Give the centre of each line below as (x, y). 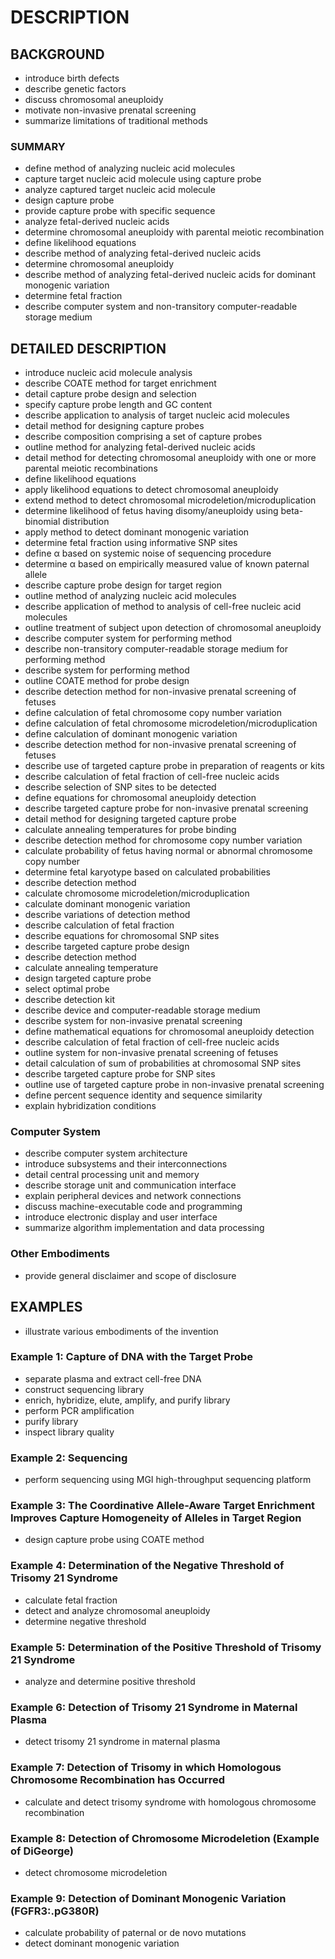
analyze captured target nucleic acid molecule (120, 190)
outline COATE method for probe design (107, 681)
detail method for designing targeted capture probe (130, 819)
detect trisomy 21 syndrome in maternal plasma (122, 1742)
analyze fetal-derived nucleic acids (97, 222)
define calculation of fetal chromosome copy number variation (153, 713)
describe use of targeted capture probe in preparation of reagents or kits (174, 766)
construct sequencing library (84, 1389)
